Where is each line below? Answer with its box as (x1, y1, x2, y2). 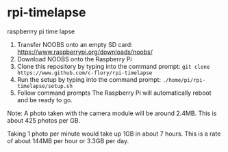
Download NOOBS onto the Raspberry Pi (16, 55, 132, 63)
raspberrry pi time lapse (7, 27, 75, 35)
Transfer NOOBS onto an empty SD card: (16, 40, 133, 48)
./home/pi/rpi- (162, 76, 206, 83)
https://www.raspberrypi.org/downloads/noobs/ (16, 48, 153, 56)
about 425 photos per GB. (7, 116, 81, 124)
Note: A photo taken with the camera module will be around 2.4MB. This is (7, 109, 217, 117)
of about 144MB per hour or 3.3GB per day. (7, 136, 129, 145)
